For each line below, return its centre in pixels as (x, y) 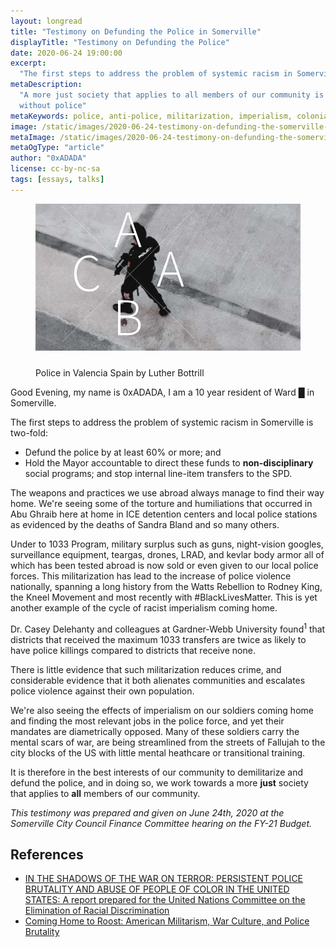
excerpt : (28, 63)
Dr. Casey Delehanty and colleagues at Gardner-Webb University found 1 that (168, 628)
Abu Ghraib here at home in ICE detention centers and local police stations (164, 514)
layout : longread (46, 21)
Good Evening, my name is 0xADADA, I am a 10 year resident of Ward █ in (162, 392)
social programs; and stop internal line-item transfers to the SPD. (158, 473)
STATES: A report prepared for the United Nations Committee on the (165, 900)
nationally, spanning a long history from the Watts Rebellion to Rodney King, (166, 586)
